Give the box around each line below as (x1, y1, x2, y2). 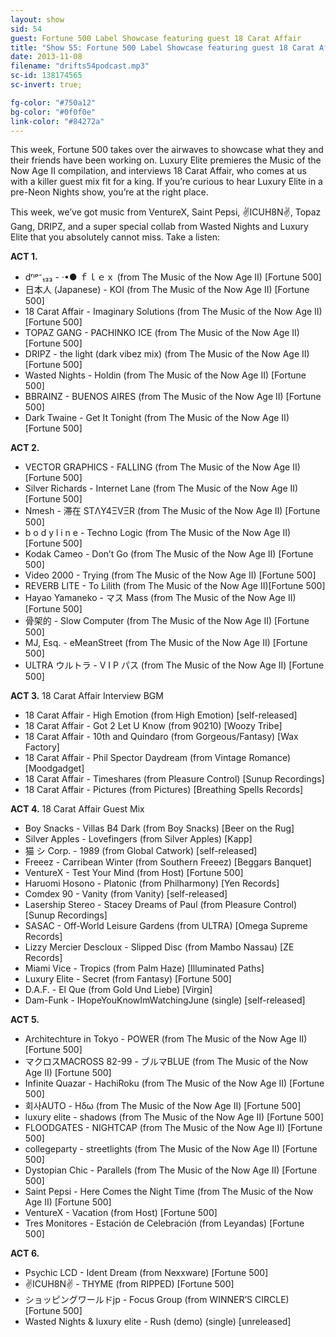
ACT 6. (10, 1247, 40, 1260)
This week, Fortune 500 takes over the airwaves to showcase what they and (10, 144, 324, 156)
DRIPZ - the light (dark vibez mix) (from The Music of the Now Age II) (24, 348, 310, 360)
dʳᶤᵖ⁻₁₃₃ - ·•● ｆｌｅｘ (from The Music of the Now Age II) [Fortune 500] (24, 271, 322, 283)
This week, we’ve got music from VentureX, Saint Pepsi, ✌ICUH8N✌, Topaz (10, 206, 322, 218)
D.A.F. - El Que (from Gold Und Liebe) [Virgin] (24, 984, 213, 996)
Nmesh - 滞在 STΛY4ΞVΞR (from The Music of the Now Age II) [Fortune (24, 505, 321, 517)
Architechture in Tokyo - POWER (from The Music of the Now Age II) (24, 1033, 308, 1045)
